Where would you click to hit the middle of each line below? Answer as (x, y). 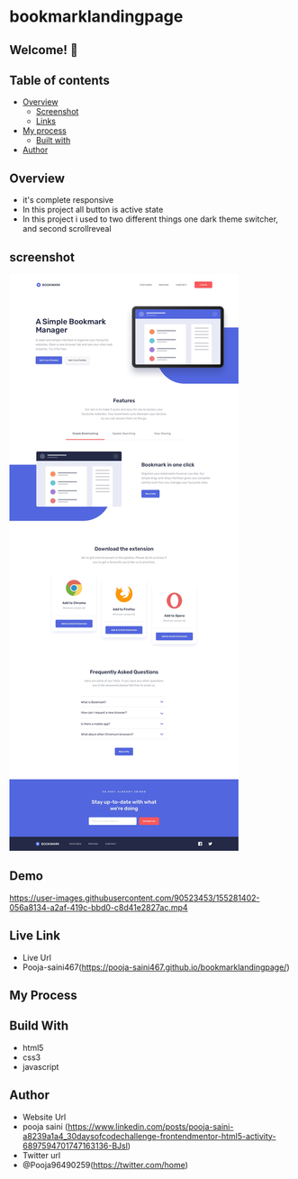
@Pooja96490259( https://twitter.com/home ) (105, 1165)
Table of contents (59, 80)
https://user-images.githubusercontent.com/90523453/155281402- (135, 898)
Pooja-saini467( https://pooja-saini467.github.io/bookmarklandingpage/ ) (156, 967)
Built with (53, 141)
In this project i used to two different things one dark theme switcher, (150, 219)
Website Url (44, 1117)
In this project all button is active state (93, 210)
